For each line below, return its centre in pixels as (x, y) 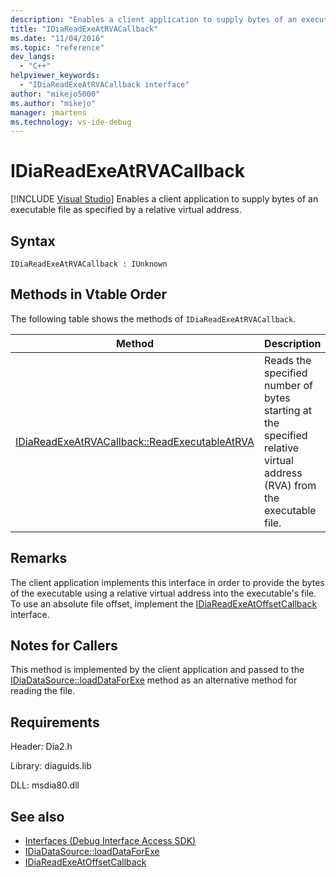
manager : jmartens (48, 112)
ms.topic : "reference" (57, 47)
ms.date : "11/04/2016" (57, 38)
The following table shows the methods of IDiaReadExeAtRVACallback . (153, 318)
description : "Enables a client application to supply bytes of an (154, 19)
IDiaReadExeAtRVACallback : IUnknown (89, 264)
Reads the (288, 360)
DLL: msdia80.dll (45, 785)
